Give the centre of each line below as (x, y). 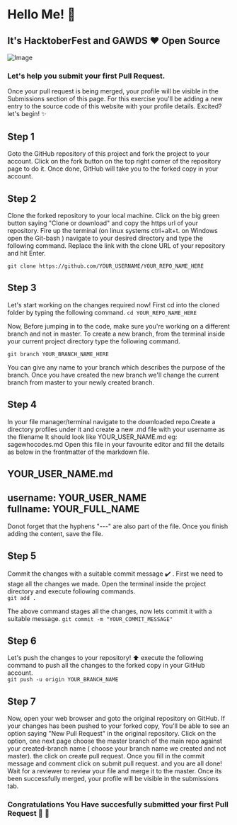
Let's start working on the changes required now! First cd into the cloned (114, 305)
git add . (22, 598)
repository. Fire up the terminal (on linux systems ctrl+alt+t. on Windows (112, 230)
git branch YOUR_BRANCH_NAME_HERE (58, 354)
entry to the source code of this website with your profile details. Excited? (115, 106)
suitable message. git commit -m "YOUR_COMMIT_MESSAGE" (90, 618)
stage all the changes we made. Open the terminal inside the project (107, 584)
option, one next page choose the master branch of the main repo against (115, 741)
